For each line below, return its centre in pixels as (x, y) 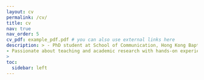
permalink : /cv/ (27, 17)
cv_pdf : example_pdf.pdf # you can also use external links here (90, 40)
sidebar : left (29, 68)
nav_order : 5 (23, 34)
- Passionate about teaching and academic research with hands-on (92, 51)
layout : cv (20, 12)
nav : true (19, 29)
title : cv (19, 23)
